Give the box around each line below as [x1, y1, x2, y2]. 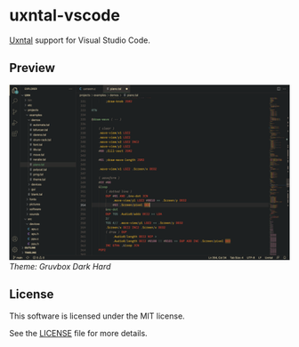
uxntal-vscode [9, 5, 120, 26]
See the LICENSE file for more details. [9, 327, 149, 338]
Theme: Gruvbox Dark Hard [9, 261, 111, 271]
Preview [9, 61, 56, 76]
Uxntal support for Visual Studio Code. [9, 35, 151, 45]
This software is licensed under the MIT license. [9, 311, 185, 321]
